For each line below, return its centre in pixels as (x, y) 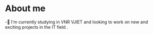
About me (25, 9)
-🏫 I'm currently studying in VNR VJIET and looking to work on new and (77, 22)
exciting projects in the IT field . (37, 27)
